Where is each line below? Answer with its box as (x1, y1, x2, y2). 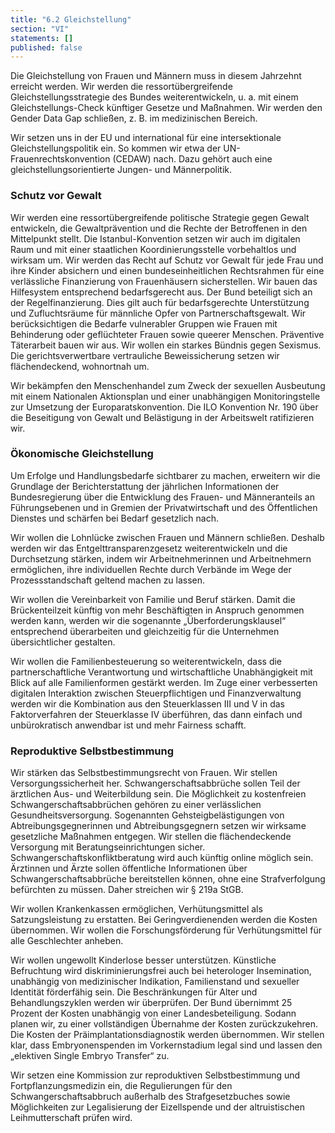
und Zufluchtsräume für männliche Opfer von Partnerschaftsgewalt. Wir (10, 307, 307, 319)
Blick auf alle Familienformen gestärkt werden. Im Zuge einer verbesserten (10, 676, 318, 688)
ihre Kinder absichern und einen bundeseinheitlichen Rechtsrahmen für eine (10, 264, 325, 276)
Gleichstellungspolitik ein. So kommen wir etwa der (10, 142, 222, 155)
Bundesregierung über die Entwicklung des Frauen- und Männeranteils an (10, 491, 315, 503)
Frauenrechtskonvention (10, 153, 111, 165)
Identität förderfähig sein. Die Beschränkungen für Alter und (10, 986, 258, 998)
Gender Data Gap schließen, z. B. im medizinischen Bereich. (10, 112, 258, 125)
